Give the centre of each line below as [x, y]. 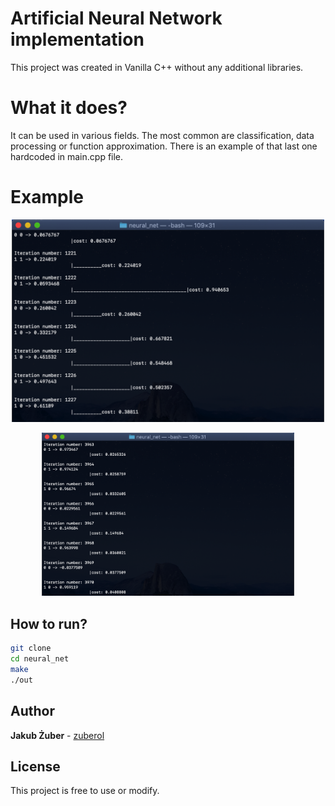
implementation [77, 39]
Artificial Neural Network [116, 18]
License [35, 766]
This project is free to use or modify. [85, 791]
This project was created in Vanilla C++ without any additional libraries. [157, 67]
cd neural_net [40, 659]
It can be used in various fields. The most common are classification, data [162, 135]
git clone [31, 648]
